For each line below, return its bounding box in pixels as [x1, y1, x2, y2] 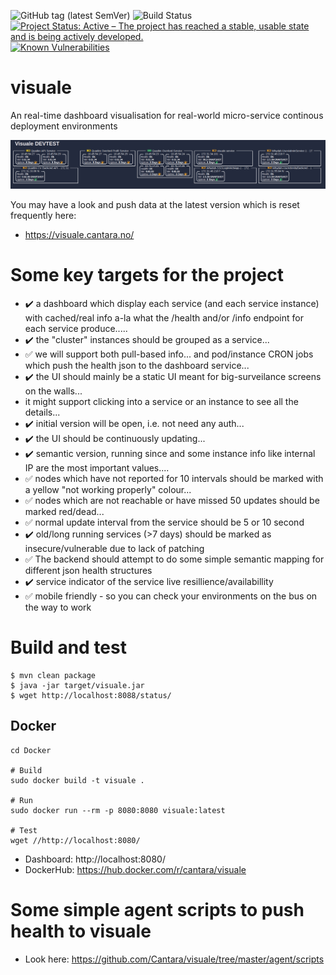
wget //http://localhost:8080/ [10, 835, 141, 845]
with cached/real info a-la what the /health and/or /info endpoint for [24, 312, 304, 324]
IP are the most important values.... [24, 462, 170, 474]
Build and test [10, 636, 127, 659]
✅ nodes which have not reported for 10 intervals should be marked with [24, 473, 324, 485]
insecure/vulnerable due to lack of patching [24, 543, 205, 555]
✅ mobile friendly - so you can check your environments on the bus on [24, 590, 318, 602]
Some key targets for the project [10, 264, 285, 287]
